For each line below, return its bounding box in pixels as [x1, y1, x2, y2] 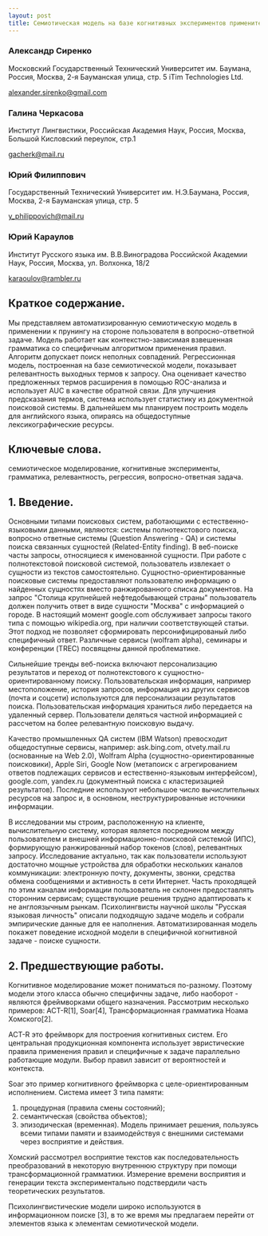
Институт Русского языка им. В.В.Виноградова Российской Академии [8, 249, 248, 259]
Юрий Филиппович [8, 169, 86, 180]
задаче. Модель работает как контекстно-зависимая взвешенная [8, 334, 233, 344]
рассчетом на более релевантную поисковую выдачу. [8, 719, 195, 729]
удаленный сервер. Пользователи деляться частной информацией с [8, 710, 243, 720]
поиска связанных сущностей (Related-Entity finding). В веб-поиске [8, 542, 238, 551]
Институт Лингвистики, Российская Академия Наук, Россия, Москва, [8, 125, 246, 136]
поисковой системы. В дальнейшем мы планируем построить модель [8, 402, 249, 412]
